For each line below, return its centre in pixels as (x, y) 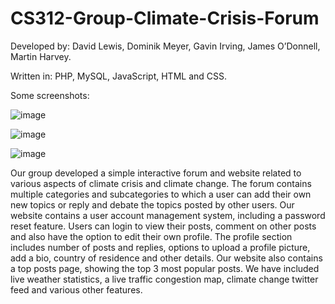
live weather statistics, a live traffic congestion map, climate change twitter (164, 279)
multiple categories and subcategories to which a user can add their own (161, 194)
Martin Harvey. (41, 56)
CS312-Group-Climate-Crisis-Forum (165, 18)
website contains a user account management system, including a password (168, 215)
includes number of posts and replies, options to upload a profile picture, (160, 247)
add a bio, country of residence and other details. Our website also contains (166, 258)
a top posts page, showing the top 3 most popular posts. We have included (165, 268)
